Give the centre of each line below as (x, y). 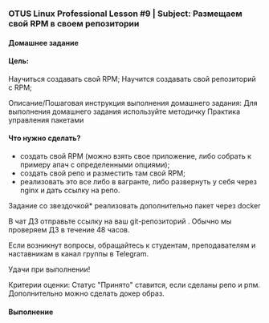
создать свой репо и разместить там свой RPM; (103, 173)
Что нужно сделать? (45, 138)
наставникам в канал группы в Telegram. (79, 253)
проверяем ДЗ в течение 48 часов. (69, 229)
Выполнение (31, 312)
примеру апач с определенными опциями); (95, 164)
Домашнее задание (43, 42)
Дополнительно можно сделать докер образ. (86, 293)
